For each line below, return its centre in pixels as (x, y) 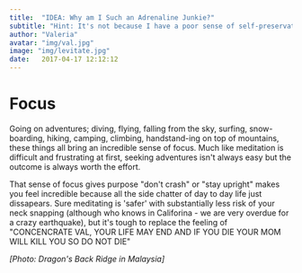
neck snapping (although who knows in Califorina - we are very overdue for (149, 213)
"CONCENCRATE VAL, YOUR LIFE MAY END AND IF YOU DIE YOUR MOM (145, 232)
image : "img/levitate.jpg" (60, 51)
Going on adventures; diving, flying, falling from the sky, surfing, (129, 128)
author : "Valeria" (44, 34)
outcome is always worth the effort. (75, 166)
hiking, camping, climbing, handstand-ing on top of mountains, (163, 138)
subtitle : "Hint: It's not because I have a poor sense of (122, 26)
